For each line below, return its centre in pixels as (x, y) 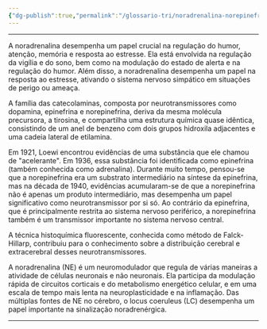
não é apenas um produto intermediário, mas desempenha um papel (120, 194)
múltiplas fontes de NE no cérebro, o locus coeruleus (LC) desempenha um (132, 300)
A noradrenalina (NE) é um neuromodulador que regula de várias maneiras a (133, 267)
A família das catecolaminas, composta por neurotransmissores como (122, 103)
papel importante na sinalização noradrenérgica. (87, 309)
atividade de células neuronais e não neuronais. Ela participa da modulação (132, 275)
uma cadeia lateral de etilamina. (60, 136)
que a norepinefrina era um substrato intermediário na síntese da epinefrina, (133, 177)
